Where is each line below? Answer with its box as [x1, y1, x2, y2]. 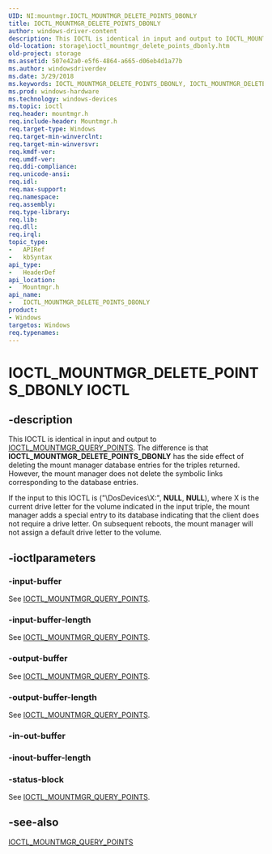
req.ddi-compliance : [8, 163, 79, 171]
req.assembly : [8, 200, 57, 208]
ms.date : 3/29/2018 [8, 72, 74, 80]
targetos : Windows [8, 321, 70, 329]
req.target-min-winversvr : [8, 139, 100, 148]
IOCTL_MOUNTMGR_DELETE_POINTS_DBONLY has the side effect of [8, 452, 244, 461]
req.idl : [8, 178, 38, 187]
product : [8, 306, 38, 314]
